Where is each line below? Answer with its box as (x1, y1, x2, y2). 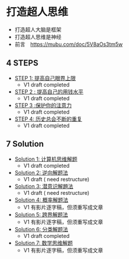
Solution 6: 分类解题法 (14, 225, 69, 233)
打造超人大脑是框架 (14, 26, 62, 33)
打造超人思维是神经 (14, 33, 62, 40)
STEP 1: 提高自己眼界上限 (14, 74, 76, 81)
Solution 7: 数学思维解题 (14, 239, 73, 246)
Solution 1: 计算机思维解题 (14, 155, 78, 162)
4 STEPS (6, 58, 38, 68)
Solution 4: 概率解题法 (14, 196, 69, 203)
